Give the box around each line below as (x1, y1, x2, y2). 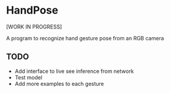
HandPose (6, 4, 58, 17)
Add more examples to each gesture (14, 80, 104, 87)
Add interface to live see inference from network (14, 68, 134, 75)
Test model (14, 73, 43, 81)
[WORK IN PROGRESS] (6, 23, 62, 30)
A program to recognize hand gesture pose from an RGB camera (6, 34, 165, 41)
